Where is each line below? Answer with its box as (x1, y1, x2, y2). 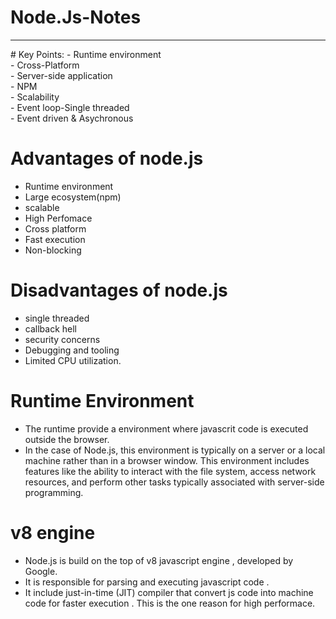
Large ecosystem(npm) (24, 191, 122, 203)
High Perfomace (24, 212, 93, 224)
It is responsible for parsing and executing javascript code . (24, 576, 270, 588)
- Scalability (10, 91, 60, 103)
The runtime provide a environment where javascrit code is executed (24, 422, 309, 435)
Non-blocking (24, 244, 82, 256)
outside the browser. (24, 433, 110, 445)
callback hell (24, 322, 77, 335)
